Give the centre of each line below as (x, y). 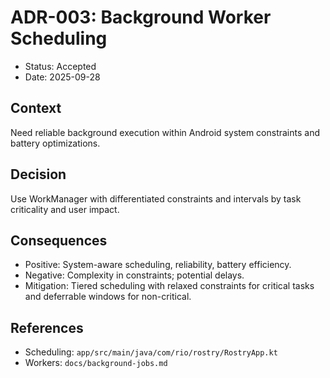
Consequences (59, 240)
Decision (38, 174)
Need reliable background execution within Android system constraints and (165, 132)
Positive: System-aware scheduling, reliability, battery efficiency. (158, 265)
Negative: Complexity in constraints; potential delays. (134, 275)
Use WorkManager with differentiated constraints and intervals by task (156, 198)
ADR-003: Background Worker (141, 17)
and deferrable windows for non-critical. (108, 297)
